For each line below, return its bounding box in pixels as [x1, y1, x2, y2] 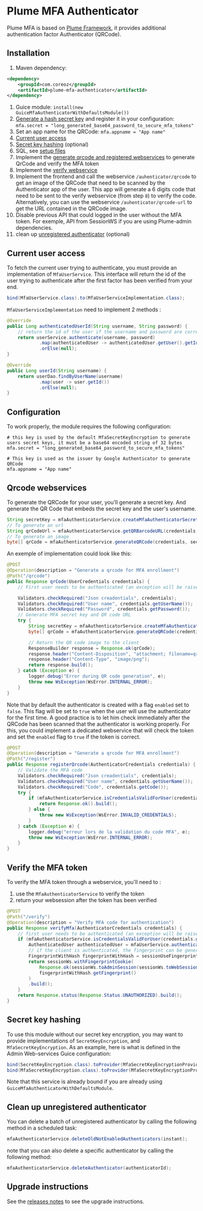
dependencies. [15, 224, 53, 232]
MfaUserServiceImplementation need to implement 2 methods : [7, 306, 161, 313]
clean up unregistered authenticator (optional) [15, 230, 130, 238]
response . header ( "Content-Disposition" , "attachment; [28, 650, 166, 657]
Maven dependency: [15, 64, 67, 71]
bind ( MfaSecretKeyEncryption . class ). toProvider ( [7, 1067, 131, 1073]
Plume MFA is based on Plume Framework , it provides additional [7, 24, 166, 31]
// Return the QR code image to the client [28, 640, 139, 646]
